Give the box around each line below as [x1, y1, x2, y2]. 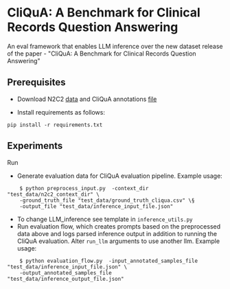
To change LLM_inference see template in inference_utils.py [16, 215, 194, 223]
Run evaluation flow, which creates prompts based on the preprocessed [16, 222, 221, 231]
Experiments [7, 140, 63, 152]
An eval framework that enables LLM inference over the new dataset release [7, 42, 223, 50]
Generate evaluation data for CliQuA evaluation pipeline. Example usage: [16, 172, 223, 180]
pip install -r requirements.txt [7, 122, 103, 128]
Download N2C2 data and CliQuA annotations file [16, 95, 157, 103]
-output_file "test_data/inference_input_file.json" [19, 203, 174, 210]
